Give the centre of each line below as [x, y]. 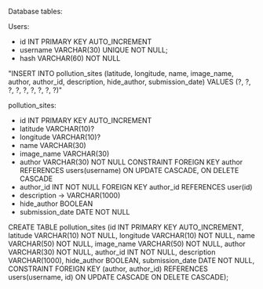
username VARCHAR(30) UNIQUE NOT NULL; [93, 50]
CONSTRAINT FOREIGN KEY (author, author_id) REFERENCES [108, 269]
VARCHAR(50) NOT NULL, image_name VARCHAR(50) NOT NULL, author [127, 244]
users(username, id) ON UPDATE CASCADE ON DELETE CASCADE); [119, 277]
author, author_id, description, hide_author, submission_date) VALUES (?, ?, [130, 82]
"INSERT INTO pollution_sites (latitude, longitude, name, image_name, [121, 73]
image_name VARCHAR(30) [64, 154]
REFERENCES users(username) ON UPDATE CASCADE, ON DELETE [129, 170]
